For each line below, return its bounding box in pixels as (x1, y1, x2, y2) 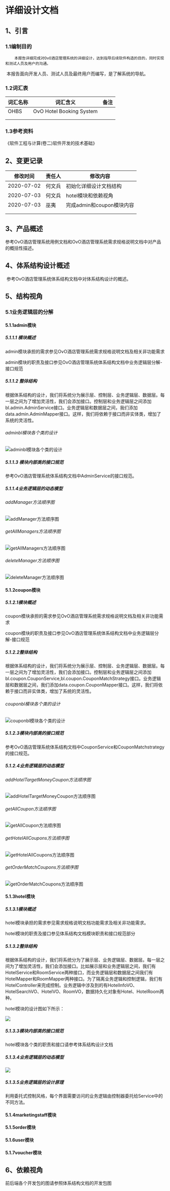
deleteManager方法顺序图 (5, 558, 60, 564)
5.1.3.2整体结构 (5, 943, 37, 949)
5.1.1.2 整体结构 (5, 378, 37, 384)
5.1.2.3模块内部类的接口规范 (5, 730, 64, 736)
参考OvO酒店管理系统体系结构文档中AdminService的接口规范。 (5, 472, 137, 479)
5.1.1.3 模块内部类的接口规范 (5, 459, 64, 465)
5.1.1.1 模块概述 (5, 334, 36, 341)
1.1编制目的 (5, 43, 32, 50)
